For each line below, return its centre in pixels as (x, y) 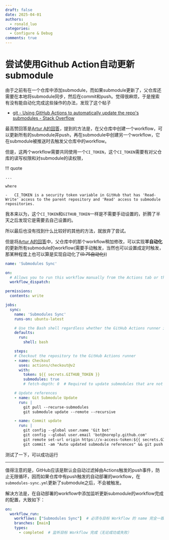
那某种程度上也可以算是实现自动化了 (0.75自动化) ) (56, 254)
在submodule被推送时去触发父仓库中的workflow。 (57, 141)
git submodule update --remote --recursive (69, 412)
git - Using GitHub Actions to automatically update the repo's (76, 113)
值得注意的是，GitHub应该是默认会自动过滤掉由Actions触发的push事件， (80, 470)
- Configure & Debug (31, 33)
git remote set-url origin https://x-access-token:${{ (82, 440)
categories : (18, 29)
